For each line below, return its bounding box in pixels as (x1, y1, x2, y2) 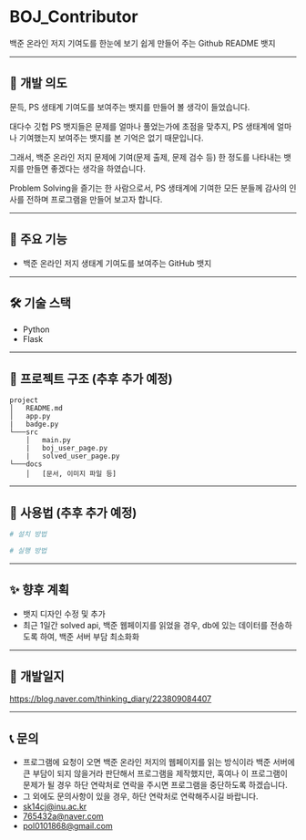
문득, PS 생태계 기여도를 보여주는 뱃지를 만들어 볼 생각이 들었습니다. (9, 101, 250, 112)
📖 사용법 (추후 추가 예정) (9, 504, 138, 521)
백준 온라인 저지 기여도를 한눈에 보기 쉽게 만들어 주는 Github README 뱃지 (9, 37, 276, 48)
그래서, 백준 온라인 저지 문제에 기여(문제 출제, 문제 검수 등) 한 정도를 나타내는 (9, 151, 282, 162)
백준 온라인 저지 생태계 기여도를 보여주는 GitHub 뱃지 (22, 257, 212, 268)
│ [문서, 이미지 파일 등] (25, 470, 117, 479)
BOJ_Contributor (9, 6, 138, 27)
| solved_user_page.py (25, 451, 120, 461)
